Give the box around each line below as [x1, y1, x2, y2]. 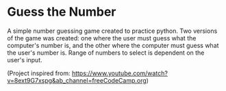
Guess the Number [7, 4, 116, 20]
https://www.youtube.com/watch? [71, 69, 168, 77]
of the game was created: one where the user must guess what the [7, 34, 197, 42]
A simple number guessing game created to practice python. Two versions [7, 27, 218, 35]
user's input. [7, 55, 42, 64]
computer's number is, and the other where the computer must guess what [7, 41, 219, 49]
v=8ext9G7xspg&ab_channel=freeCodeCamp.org [7, 76, 147, 84]
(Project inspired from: [7, 69, 71, 77]
